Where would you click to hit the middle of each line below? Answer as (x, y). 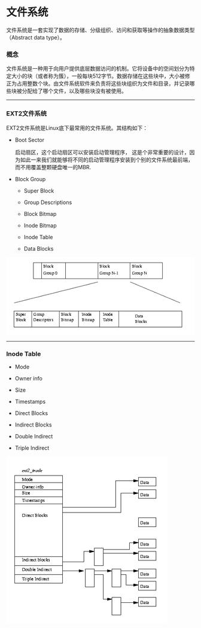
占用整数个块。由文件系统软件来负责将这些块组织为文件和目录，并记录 (103, 84)
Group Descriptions (48, 202)
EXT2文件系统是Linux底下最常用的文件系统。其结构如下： (77, 128)
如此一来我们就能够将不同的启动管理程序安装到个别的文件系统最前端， (106, 160)
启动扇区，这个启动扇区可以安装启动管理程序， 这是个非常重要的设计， (102, 152)
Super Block (39, 190)
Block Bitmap (40, 214)
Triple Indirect (32, 448)
